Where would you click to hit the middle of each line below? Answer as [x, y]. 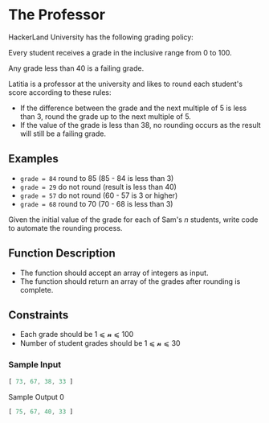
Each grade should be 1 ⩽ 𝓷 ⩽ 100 [77, 335]
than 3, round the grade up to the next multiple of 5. [105, 116]
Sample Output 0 [36, 396]
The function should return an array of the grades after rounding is [130, 281]
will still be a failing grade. [63, 133]
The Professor [57, 15]
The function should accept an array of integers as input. [114, 273]
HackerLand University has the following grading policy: [101, 37]
